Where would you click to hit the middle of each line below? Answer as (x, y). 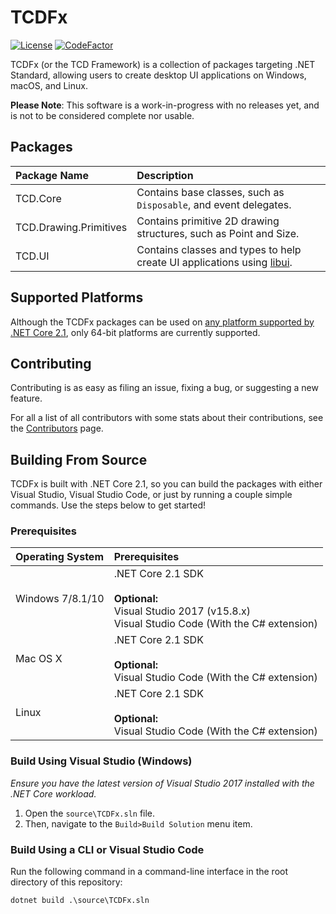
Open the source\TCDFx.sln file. (90, 813)
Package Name (52, 175)
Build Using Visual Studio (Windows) (101, 761)
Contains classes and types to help (219, 249)
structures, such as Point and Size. (218, 233)
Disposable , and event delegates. (214, 204)
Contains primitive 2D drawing (208, 221)
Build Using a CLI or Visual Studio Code (107, 849)
